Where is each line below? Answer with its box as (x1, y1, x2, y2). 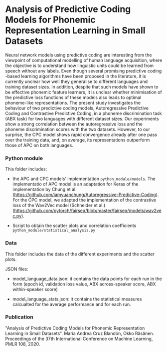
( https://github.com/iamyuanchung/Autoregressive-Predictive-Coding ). (12, 191, 159, 198)
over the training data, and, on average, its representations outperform (5, 136, 150, 143)
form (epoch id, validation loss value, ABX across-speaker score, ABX (12, 281, 156, 287)
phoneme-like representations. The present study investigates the (5, 99, 141, 105)
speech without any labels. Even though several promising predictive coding (5, 67, 162, 73)
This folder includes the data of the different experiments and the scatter (5, 251, 155, 257)
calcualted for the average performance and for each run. (12, 301, 131, 307)
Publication (5, 313, 33, 320)
